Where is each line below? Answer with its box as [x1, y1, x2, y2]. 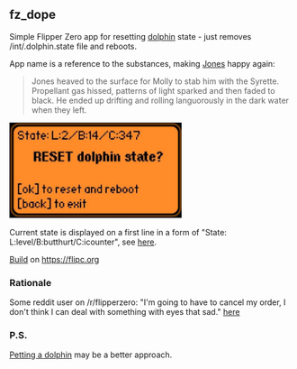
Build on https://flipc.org [9, 254, 100, 264]
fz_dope [9, 7, 57, 23]
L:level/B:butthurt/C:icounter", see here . [9, 236, 157, 247]
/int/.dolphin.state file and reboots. [9, 41, 138, 51]
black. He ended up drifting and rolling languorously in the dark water [31, 95, 290, 106]
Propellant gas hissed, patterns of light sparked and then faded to [31, 85, 276, 96]
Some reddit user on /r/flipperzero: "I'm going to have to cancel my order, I [9, 297, 286, 308]
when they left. [31, 104, 87, 115]
